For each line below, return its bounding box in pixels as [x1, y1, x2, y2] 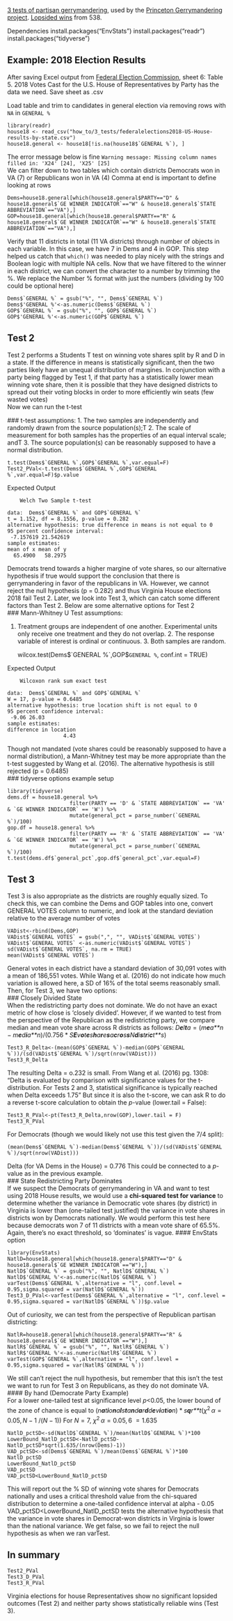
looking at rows [7, 180, 51, 189]
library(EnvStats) [7, 1250, 61, 1257]
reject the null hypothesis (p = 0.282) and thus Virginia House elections [7, 586, 211, 594]
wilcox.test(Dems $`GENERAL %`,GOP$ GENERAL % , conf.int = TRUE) [17, 650, 208, 659]
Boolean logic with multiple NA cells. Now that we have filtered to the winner [7, 259, 226, 268]
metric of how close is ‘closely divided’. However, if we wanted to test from [7, 1008, 221, 1017]
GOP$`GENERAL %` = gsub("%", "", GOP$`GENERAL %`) [7, 307, 157, 314]
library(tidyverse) [7, 788, 64, 794]
